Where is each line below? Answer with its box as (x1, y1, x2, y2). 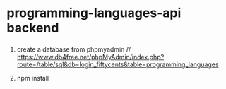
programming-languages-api (6, 5, 182, 21)
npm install (16, 74, 49, 83)
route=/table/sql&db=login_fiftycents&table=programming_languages (16, 60, 219, 69)
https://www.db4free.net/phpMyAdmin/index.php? (16, 53, 165, 61)
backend (6, 20, 59, 36)
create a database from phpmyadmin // (16, 45, 131, 54)
